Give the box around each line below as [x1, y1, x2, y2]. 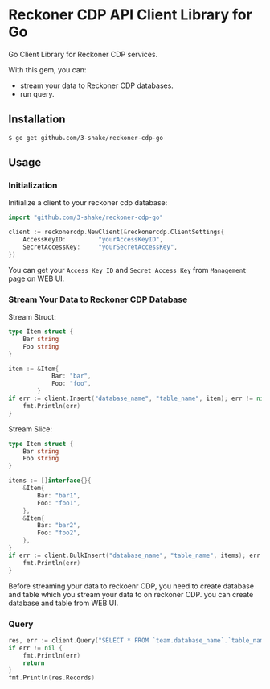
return [22, 658, 45, 667]
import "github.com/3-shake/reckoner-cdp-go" [8, 213, 163, 222]
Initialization [8, 179, 58, 191]
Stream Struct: [8, 312, 56, 322]
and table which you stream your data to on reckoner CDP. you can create [8, 589, 254, 599]
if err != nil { [8, 644, 63, 652]
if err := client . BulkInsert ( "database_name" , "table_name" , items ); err [8, 551, 261, 559]
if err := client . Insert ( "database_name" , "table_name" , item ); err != [8, 394, 253, 403]
